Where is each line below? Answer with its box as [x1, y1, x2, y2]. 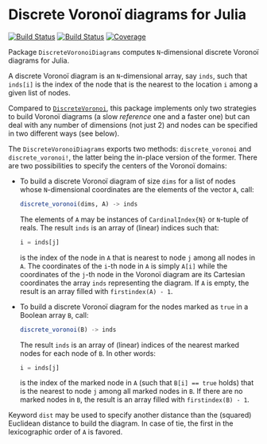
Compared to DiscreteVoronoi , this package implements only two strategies [8, 103, 257, 113]
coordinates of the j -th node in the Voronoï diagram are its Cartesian [19, 269, 246, 279]
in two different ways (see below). [8, 129, 120, 138]
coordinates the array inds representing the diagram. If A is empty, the [19, 278, 250, 288]
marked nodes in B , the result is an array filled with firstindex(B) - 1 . [19, 395, 250, 404]
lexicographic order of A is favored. [8, 427, 123, 437]
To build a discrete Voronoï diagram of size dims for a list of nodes [19, 176, 236, 186]
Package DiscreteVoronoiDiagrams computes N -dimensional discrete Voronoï [8, 47, 259, 56]
